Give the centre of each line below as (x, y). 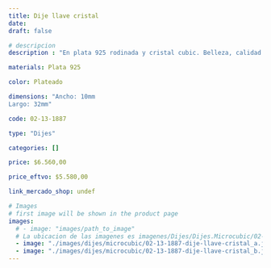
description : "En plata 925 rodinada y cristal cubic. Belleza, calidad (135, 53)
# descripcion (32, 45)
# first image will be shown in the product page (94, 214)
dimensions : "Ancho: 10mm (52, 97)
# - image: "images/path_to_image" (75, 228)
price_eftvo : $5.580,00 (48, 177)
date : (17, 23)
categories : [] (34, 148)
